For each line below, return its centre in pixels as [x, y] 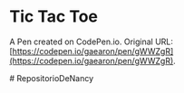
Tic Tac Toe [53, 17]
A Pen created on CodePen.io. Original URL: [92, 42]
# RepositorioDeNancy [52, 78]
